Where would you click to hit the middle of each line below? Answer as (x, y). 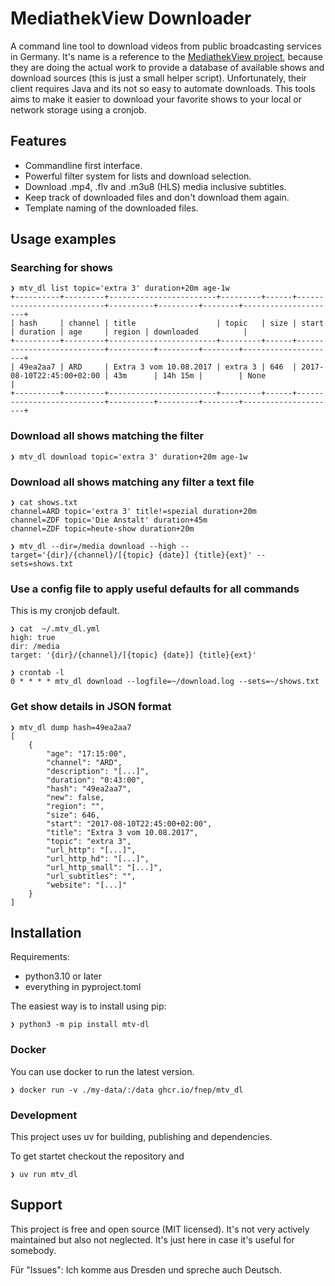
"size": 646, (73, 815)
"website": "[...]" (87, 885)
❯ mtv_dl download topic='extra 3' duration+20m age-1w (129, 457)
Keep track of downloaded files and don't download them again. (157, 197)
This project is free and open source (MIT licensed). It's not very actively (160, 1229)
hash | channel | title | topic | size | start (172, 323)
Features (38, 141)
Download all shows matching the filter (107, 436)
